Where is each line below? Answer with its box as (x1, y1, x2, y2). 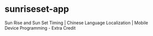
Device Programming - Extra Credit (4, 25, 76, 31)
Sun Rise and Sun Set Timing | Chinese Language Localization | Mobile (4, 20, 149, 26)
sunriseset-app (4, 3, 69, 15)
